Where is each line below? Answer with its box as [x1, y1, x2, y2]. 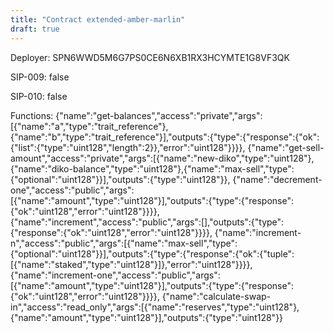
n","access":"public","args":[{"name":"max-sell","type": [10, 237, 238, 249]
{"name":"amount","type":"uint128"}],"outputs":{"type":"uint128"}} [10, 311, 284, 323]
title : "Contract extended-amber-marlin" [10, 14, 186, 25]
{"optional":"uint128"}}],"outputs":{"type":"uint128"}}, [10, 173, 231, 185]
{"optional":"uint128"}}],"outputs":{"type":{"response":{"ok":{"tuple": [10, 247, 295, 260]
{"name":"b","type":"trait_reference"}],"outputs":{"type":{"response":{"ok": [10, 131, 320, 143]
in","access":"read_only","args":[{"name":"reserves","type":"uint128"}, [10, 301, 300, 313]
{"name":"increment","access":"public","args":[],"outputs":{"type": [10, 216, 285, 228]
